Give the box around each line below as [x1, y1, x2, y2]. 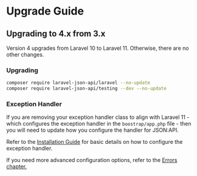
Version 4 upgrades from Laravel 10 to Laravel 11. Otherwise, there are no [6, 44, 189, 52]
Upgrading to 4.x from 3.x [6, 29, 106, 39]
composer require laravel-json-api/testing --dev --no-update [6, 86, 167, 92]
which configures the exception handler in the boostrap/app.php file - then [6, 120, 192, 127]
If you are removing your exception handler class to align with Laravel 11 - [6, 113, 190, 121]
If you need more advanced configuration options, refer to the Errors [6, 157, 178, 164]
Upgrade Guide [6, 4, 84, 18]
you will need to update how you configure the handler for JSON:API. [6, 126, 179, 134]
